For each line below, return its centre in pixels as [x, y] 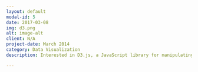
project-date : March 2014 [38, 44]
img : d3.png [21, 28]
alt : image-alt [25, 33]
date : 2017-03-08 [27, 22]
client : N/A [21, 39]
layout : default [26, 11]
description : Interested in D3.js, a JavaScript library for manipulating [100, 55]
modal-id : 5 [21, 17]
